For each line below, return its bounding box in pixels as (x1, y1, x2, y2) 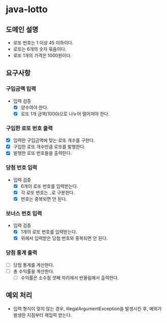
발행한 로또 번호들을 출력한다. (13, 150, 72, 156)
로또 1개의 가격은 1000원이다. (13, 53, 72, 58)
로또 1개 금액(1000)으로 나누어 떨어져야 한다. (20, 111, 110, 117)
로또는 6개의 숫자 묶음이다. (13, 46, 67, 52)
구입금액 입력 (6, 85, 36, 92)
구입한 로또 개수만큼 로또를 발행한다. (13, 144, 86, 150)
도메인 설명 (6, 25, 39, 34)
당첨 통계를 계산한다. (13, 262, 54, 268)
